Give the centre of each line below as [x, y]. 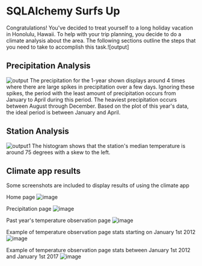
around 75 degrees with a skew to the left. [58, 152]
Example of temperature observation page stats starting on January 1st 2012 [101, 232]
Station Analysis [38, 131]
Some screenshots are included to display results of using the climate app [98, 185]
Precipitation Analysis [49, 66]
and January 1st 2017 [32, 256]
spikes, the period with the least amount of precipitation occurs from [91, 93]
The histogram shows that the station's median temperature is [109, 146]
